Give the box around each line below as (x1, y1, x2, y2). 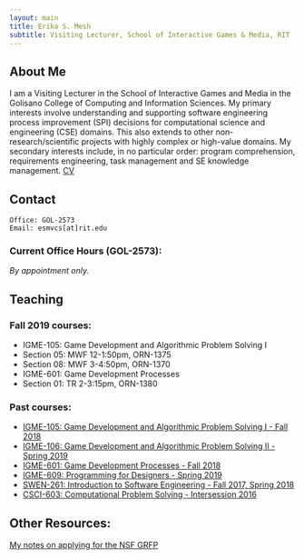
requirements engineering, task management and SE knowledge (9, 155, 250, 166)
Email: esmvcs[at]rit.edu (9, 224, 107, 233)
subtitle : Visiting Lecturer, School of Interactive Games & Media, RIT (9, 30, 290, 39)
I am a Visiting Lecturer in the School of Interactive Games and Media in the (9, 88, 292, 99)
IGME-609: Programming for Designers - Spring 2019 (22, 470, 222, 481)
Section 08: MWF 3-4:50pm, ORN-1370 (22, 358, 171, 369)
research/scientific (9, 136, 80, 147)
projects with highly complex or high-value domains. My (81, 136, 292, 147)
